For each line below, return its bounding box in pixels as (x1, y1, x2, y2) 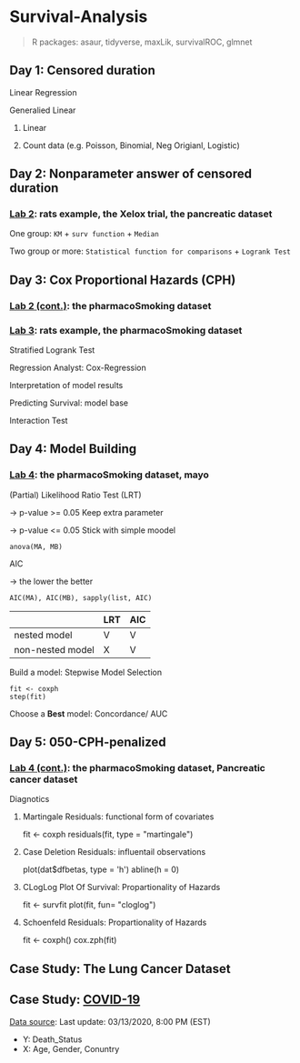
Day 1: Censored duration (9, 63, 156, 78)
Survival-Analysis (9, 6, 148, 27)
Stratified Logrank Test (9, 345, 95, 356)
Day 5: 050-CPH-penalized (9, 735, 166, 750)
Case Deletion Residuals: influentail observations (22, 847, 206, 857)
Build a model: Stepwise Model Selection (9, 667, 162, 677)
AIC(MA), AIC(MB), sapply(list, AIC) (9, 593, 153, 602)
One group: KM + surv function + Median (9, 228, 159, 239)
